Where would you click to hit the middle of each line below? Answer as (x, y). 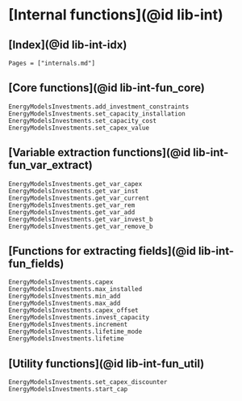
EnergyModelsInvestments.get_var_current (79, 198)
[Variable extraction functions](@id (100, 152)
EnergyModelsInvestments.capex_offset (73, 310)
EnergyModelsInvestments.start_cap (68, 390)
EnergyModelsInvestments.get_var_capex (75, 184)
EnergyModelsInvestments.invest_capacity (79, 318)
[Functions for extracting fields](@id (102, 251)
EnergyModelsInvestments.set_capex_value (79, 128)
